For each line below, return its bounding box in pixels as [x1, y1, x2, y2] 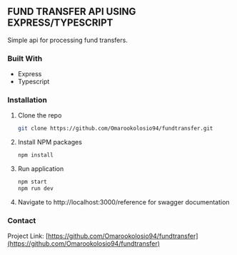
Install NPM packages [17, 138, 82, 147]
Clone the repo [17, 111, 62, 120]
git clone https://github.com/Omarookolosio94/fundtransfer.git [17, 125, 213, 132]
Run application [17, 165, 64, 173]
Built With [7, 53, 43, 63]
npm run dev [17, 185, 54, 192]
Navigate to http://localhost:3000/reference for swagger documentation [17, 197, 230, 206]
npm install [17, 152, 54, 159]
